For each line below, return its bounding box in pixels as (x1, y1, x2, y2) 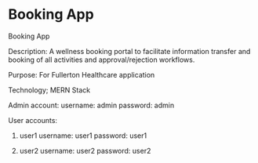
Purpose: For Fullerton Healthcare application (8, 70, 155, 79)
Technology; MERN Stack (8, 85, 91, 95)
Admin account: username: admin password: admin (8, 100, 175, 110)
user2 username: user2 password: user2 (19, 146, 151, 155)
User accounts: (8, 115, 57, 125)
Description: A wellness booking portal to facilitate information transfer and (8, 46, 251, 56)
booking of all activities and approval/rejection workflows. (8, 55, 195, 64)
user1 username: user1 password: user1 (19, 131, 147, 140)
